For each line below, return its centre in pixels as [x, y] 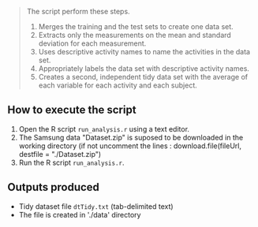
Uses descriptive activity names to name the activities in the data [144, 52]
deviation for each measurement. [92, 43]
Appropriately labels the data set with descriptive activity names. [144, 69]
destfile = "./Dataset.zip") [60, 154]
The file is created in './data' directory [80, 214]
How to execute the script [72, 110]
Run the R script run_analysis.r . [71, 162]
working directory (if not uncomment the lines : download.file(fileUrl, [130, 146]
